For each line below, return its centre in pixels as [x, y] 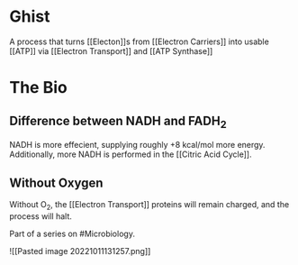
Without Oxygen [56, 183]
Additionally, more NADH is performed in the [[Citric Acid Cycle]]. [131, 154]
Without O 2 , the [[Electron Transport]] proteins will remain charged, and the [149, 205]
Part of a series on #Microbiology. [72, 233]
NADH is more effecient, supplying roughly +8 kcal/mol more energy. [137, 145]
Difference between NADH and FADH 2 [118, 122]
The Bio [38, 88]
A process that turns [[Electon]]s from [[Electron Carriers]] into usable [140, 41]
